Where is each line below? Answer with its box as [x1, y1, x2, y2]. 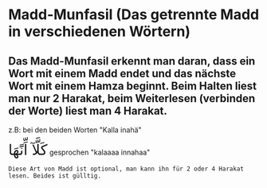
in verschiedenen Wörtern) [8, 22, 191, 41]
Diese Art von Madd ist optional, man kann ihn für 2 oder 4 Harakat [8, 165, 245, 173]
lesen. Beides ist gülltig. [8, 172, 102, 180]
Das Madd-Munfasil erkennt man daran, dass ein [8, 54, 256, 68]
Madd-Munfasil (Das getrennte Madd [8, 6, 260, 24]
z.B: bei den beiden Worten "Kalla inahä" [8, 125, 142, 135]
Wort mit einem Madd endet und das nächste [8, 66, 237, 80]
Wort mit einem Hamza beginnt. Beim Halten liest [8, 79, 257, 92]
